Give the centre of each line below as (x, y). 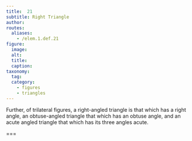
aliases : (22, 33)
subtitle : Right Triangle (37, 17)
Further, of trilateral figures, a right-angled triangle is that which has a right (96, 109)
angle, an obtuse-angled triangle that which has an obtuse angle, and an (93, 116)
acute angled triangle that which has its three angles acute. (77, 122)
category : (23, 82)
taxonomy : (18, 71)
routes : (16, 28)
